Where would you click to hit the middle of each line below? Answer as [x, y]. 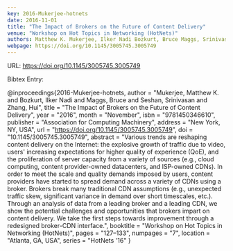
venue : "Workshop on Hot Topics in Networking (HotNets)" [93, 33]
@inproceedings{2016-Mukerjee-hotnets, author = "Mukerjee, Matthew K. [113, 92]
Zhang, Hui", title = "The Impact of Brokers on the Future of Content [104, 107]
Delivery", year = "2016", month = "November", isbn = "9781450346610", [111, 115]
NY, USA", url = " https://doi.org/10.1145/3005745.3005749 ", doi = [100, 130]
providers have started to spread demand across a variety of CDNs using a [114, 181]
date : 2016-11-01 [32, 20]
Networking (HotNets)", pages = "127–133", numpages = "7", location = [109, 233]
